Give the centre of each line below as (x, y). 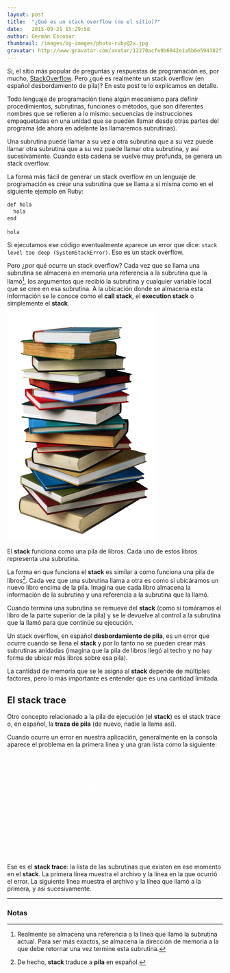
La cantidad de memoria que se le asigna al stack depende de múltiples (108, 671)
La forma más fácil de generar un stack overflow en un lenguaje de (102, 176)
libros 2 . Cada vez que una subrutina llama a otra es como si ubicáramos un (113, 580)
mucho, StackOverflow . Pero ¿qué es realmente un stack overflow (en (106, 78)
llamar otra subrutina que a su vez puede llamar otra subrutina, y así (103, 149)
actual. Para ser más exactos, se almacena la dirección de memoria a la (118, 941)
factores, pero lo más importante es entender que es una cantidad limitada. (113, 678)
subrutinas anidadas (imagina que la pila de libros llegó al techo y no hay (110, 651)
